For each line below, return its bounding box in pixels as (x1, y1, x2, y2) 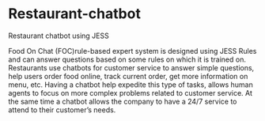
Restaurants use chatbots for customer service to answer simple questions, (8, 62, 255, 72)
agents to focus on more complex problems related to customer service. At (8, 88, 253, 97)
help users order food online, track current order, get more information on (8, 71, 248, 81)
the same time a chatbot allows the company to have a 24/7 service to (8, 96, 237, 106)
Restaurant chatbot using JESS (8, 31, 109, 40)
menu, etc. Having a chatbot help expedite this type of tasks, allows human (8, 80, 253, 89)
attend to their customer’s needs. (8, 104, 116, 115)
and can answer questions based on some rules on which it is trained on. (8, 55, 247, 64)
